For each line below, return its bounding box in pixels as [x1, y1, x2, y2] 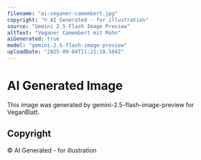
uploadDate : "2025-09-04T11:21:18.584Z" [7, 49, 125, 56]
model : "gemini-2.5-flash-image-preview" [7, 42, 128, 49]
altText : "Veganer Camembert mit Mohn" [7, 29, 121, 36]
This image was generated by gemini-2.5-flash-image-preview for [7, 100, 194, 108]
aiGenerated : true [7, 36, 60, 43]
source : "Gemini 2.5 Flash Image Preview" [7, 23, 130, 30]
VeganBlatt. [7, 108, 40, 116]
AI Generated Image [7, 78, 123, 93]
